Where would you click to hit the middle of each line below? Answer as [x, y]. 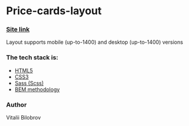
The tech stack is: [32, 57]
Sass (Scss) [29, 83]
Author [17, 105]
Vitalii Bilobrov [24, 118]
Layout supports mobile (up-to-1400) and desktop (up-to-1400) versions [94, 42]
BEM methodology [37, 89]
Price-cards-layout [54, 11]
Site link [18, 30]
